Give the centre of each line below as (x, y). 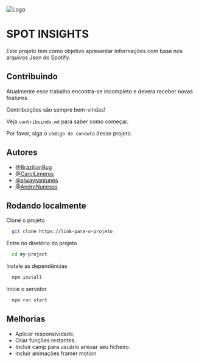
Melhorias (26, 319)
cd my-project (30, 254)
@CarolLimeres (34, 173)
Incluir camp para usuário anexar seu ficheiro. (73, 347)
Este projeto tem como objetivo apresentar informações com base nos (95, 51)
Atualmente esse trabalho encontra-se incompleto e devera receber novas (100, 91)
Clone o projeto (26, 220)
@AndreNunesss (36, 187)
